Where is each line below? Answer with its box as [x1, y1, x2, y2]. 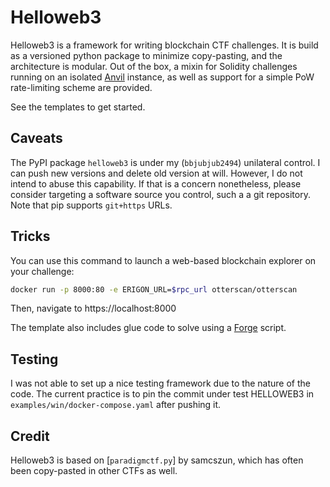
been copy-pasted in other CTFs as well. [10, 465, 178, 477]
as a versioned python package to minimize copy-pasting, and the [10, 49, 283, 61]
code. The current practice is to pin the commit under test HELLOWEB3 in [10, 388, 315, 400]
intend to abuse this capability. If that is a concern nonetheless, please [10, 177, 302, 190]
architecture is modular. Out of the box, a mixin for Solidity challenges [10, 60, 298, 72]
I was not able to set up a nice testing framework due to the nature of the [10, 377, 311, 390]
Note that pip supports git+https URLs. [10, 199, 173, 211]
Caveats [10, 130, 63, 147]
